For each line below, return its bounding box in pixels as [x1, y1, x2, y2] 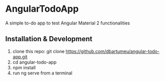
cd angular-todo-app [12, 59, 57, 65]
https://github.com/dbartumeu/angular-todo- [65, 48, 160, 54]
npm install [12, 64, 36, 70]
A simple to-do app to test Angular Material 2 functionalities [5, 20, 130, 26]
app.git [12, 53, 28, 60]
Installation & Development [5, 35, 92, 43]
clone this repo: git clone [12, 48, 65, 54]
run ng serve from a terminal [12, 70, 73, 76]
